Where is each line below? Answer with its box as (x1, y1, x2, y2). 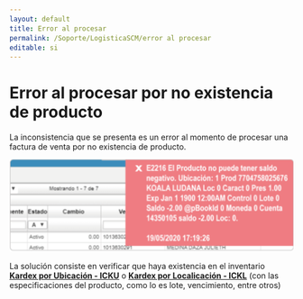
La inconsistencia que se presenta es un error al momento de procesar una (9, 131, 289, 143)
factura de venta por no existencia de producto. (9, 141, 187, 152)
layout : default (9, 14, 70, 23)
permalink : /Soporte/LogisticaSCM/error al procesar (9, 33, 212, 42)
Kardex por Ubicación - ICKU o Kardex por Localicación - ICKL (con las (9, 270, 280, 281)
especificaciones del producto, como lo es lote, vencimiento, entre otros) (9, 280, 281, 291)
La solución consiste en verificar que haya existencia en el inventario (9, 261, 266, 272)
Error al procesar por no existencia (9, 83, 273, 104)
